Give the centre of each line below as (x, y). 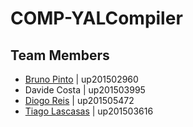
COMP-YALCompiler (96, 18)
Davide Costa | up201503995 (85, 90)
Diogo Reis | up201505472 (79, 100)
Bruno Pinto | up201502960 (81, 79)
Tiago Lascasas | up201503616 (89, 111)
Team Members (60, 55)
